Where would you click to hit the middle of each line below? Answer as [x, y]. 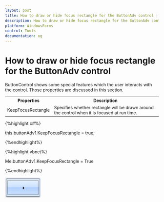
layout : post [18, 10]
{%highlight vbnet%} [26, 152]
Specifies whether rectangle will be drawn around [104, 107]
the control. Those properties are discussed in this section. [64, 90]
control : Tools [20, 31]
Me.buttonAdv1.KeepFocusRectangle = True [49, 162]
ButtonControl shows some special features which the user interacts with [79, 84]
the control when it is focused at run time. [96, 113]
